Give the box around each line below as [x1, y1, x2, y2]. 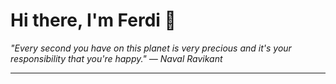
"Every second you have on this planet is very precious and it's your [10, 42, 292, 54]
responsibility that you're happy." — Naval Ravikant [10, 52, 223, 64]
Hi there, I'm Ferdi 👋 [10, 9, 177, 32]
